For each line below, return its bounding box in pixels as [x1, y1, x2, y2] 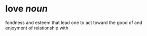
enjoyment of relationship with [5, 24, 68, 30]
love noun [5, 3, 48, 14]
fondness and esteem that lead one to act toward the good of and [5, 19, 143, 25]
